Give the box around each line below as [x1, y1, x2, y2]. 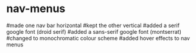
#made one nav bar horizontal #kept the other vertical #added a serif [6, 22, 180, 29]
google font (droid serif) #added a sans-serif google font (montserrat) [6, 28, 181, 35]
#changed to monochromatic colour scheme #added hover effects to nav [6, 34, 191, 42]
